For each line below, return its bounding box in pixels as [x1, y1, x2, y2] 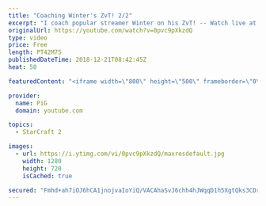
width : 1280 [22, 157, 62, 165]
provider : [8, 92, 41, 100]
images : [8, 143, 34, 151]
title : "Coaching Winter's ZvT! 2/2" [8, 11, 133, 20]
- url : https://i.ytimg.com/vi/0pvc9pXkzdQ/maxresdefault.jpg [15, 150, 225, 158]
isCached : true [22, 172, 73, 180]
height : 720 [22, 164, 62, 173]
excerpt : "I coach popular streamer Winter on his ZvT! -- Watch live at [8, 19, 257, 27]
